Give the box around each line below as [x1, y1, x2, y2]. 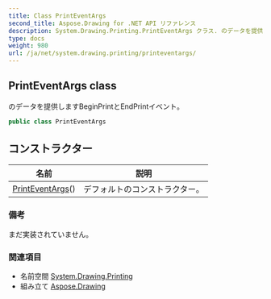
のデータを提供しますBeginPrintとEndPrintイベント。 [8, 102, 184, 111]
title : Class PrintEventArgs [8, 11, 106, 20]
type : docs [8, 34, 45, 43]
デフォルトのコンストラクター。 [83, 183, 204, 194]
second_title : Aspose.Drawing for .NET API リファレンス [8, 19, 196, 27]
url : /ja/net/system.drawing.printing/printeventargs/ [8, 49, 197, 57]
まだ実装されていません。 [8, 229, 94, 239]
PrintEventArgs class [8, 79, 117, 93]
